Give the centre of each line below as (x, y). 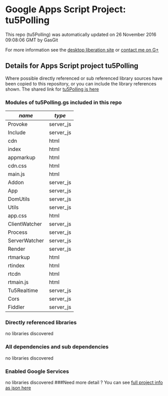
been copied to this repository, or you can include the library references (81, 83)
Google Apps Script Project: (66, 9)
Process (18, 232)
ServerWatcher (26, 240)
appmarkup (22, 158)
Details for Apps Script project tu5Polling (72, 66)
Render (17, 249)
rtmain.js (18, 282)
